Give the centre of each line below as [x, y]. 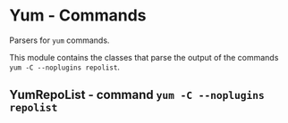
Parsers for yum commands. [59, 40]
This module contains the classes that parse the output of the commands [144, 57]
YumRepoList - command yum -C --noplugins [137, 95]
